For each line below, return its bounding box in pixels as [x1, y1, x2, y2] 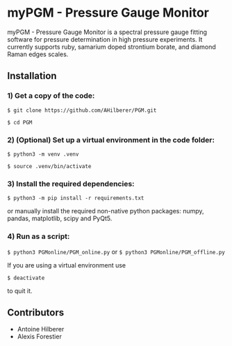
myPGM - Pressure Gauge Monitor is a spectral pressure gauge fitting [7, 28, 207, 36]
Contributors [7, 306, 65, 318]
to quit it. [7, 286, 33, 295]
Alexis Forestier [17, 332, 63, 341]
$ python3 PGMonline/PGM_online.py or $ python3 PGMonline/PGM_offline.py [7, 247, 226, 256]
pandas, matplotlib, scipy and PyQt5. [7, 214, 113, 223]
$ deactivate [7, 274, 45, 281]
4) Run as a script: [7, 231, 70, 241]
